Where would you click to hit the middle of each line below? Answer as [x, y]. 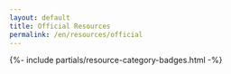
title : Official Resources [60, 26]
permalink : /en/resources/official [76, 34]
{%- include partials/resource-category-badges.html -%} [116, 60]
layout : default [40, 18]
